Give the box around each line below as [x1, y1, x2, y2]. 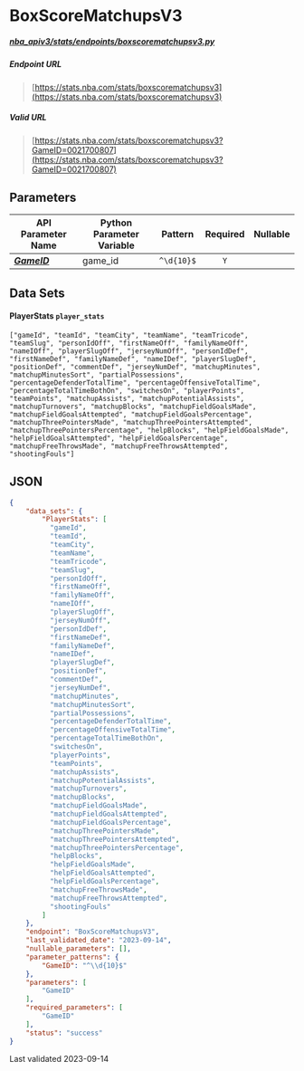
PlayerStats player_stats [9, 311, 105, 321]
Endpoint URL [9, 59, 62, 70]
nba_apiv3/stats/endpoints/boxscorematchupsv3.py [9, 35, 215, 46]
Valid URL [9, 112, 47, 123]
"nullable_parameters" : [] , [25, 944, 131, 953]
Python [100, 216, 133, 229]
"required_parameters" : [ [25, 1003, 124, 1012]
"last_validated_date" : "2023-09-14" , [25, 936, 172, 945]
